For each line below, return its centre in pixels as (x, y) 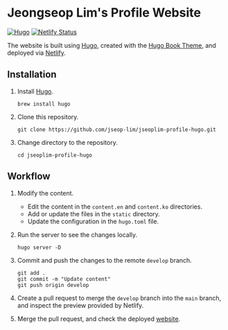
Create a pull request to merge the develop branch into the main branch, (119, 298)
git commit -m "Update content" (64, 279)
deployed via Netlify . (36, 53)
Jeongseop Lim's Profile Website (104, 13)
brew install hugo (44, 104)
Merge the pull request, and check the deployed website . (99, 319)
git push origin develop (53, 285)
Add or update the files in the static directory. (94, 214)
